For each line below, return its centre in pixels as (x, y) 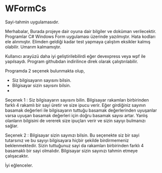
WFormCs (26, 9)
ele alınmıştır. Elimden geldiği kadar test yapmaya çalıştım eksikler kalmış (78, 41)
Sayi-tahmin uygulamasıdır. (32, 22)
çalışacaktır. (17, 156)
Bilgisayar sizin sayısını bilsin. (41, 85)
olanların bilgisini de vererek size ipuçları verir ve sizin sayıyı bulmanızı (75, 121)
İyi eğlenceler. (19, 165)
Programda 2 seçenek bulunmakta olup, (45, 70)
